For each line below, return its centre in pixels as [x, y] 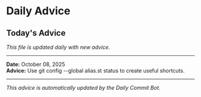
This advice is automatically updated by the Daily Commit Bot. [83, 88]
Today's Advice [36, 33]
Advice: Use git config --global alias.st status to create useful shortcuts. [95, 71]
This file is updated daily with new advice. [58, 47]
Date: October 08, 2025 [36, 64]
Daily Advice [38, 11]
